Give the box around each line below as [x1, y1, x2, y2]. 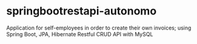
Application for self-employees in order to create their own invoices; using [6, 24, 192, 31]
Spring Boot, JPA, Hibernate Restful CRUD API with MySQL [6, 30, 153, 37]
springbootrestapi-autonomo [6, 4, 157, 18]
